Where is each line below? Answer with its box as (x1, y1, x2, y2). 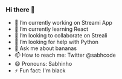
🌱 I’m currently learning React (14, 25, 89, 33)
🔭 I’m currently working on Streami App (14, 19, 113, 27)
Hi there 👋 (5, 5, 36, 14)
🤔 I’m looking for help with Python (14, 39, 99, 46)
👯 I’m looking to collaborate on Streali (14, 32, 108, 39)
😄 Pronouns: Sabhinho (14, 60, 72, 68)
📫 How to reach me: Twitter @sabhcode (14, 51, 116, 59)
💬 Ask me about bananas (14, 45, 77, 52)
